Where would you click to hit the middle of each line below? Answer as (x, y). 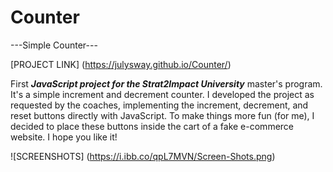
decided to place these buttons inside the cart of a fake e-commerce (152, 126)
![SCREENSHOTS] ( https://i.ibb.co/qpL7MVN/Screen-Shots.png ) (143, 156)
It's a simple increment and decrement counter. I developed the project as (162, 94)
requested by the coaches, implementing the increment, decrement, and (159, 105)
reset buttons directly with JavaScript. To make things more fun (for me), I (162, 115)
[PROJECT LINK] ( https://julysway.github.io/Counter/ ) (121, 64)
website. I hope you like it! (64, 137)
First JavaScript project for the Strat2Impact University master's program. (166, 83)
